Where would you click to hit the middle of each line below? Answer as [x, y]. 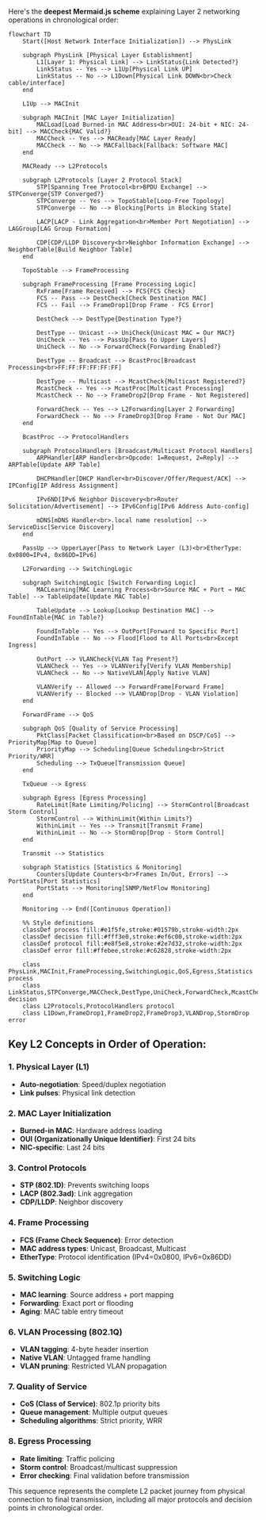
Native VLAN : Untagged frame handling [85, 1358]
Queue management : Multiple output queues [93, 1412]
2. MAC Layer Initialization [60, 1113]
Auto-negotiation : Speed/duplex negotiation [93, 1084]
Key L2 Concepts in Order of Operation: [108, 1044]
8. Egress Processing [50, 1441]
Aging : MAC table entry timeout [72, 1311]
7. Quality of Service [48, 1387]
